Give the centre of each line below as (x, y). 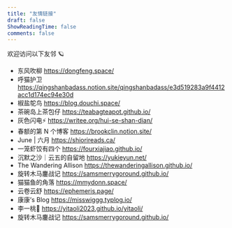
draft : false (26, 20)
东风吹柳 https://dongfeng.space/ (66, 71)
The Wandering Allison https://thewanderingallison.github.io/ (105, 165)
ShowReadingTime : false (42, 26)
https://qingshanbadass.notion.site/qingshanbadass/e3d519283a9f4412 (121, 87)
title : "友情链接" (32, 14)
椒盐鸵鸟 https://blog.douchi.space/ (69, 103)
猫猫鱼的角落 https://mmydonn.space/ (72, 183)
